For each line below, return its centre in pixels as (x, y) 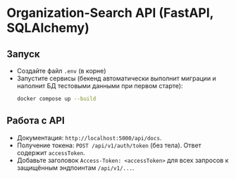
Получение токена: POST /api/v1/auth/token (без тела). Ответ (109, 145)
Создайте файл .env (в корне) (61, 71)
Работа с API (36, 121)
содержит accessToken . (51, 152)
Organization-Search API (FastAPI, (110, 13)
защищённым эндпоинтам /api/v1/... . (75, 168)
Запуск (23, 54)
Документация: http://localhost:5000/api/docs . (89, 137)
